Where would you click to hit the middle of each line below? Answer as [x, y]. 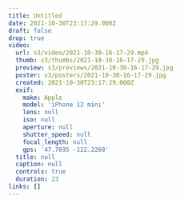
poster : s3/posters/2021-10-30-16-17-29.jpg [91, 75]
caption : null [39, 165]
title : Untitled [35, 16]
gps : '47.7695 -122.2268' [66, 149]
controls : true [41, 172]
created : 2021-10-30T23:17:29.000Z [75, 82]
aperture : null [48, 127]
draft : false [30, 30]
